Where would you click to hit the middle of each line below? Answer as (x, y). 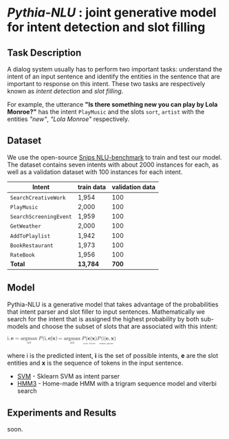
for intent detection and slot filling (106, 27)
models (18, 326)
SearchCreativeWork (38, 197)
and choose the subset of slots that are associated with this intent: (124, 326)
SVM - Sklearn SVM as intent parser (68, 376)
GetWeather (25, 226)
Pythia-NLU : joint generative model (112, 13)
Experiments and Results (62, 413)
